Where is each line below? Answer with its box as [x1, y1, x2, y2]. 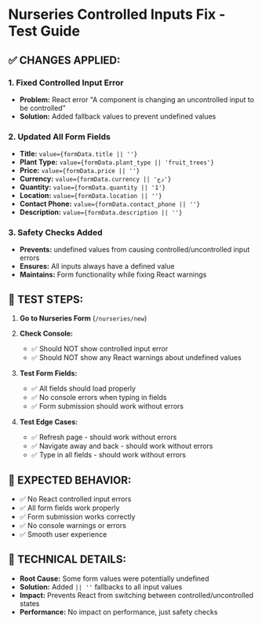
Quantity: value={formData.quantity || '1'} [19, 182, 166, 192]
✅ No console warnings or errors [19, 521, 127, 530]
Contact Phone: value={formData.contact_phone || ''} [19, 199, 201, 209]
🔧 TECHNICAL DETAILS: [8, 552, 127, 567]
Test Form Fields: [19, 369, 78, 378]
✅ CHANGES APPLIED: [8, 53, 121, 67]
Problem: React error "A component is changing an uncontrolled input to [19, 94, 255, 104]
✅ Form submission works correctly [19, 512, 136, 522]
